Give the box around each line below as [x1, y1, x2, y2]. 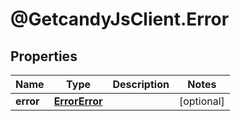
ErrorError [53, 94, 103, 108]
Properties [10, 48, 78, 65]
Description [112, 78, 170, 91]
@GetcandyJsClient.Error [10, 8, 230, 31]
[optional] [178, 94, 225, 108]
